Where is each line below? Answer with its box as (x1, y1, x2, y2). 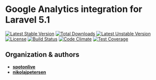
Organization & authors (5, 50, 80, 59)
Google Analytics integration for (5, 3, 142, 15)
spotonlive (12, 63, 36, 69)
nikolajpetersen (12, 69, 46, 75)
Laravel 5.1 (5, 14, 50, 25)
